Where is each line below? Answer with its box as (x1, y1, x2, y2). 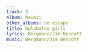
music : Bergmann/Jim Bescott (6, 36, 80, 42)
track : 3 (6, 8, 28, 15)
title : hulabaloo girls (6, 25, 66, 32)
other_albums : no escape (6, 20, 69, 26)
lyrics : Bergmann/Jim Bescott (6, 31, 83, 37)
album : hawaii (6, 14, 42, 20)
